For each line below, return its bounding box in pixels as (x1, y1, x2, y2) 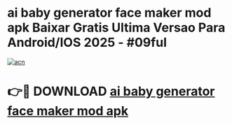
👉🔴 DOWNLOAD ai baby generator (7, 84, 215, 99)
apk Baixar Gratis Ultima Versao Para (7, 20, 226, 36)
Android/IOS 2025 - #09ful (7, 35, 167, 50)
